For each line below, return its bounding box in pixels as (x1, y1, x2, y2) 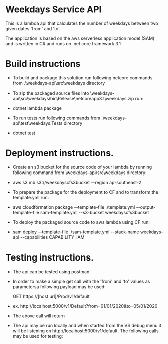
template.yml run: (12, 194, 49, 200)
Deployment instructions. (5, 147, 114, 159)
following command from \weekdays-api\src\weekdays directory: (12, 169, 147, 176)
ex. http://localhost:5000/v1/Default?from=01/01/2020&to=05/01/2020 (12, 303, 158, 309)
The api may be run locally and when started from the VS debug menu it (12, 322, 162, 328)
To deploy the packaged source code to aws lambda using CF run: (12, 219, 150, 225)
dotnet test (12, 130, 35, 136)
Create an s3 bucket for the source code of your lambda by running (12, 164, 152, 170)
